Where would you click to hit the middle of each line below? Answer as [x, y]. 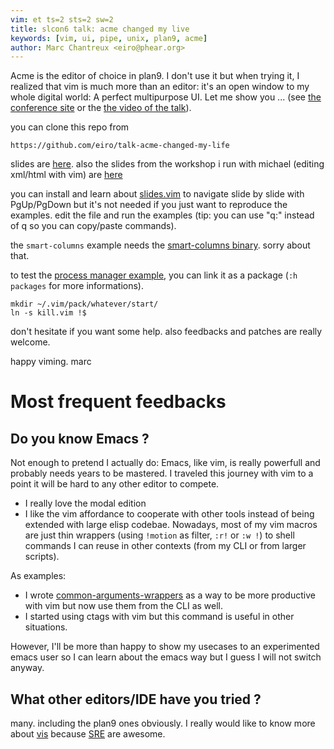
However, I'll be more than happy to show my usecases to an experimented [165, 647]
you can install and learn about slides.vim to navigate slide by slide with [157, 194]
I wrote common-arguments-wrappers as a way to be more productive [170, 595]
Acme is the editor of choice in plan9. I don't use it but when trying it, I [155, 76]
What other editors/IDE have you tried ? [136, 699]
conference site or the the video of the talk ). [101, 108]
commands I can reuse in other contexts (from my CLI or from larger [165, 546]
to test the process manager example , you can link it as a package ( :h [154, 275]
